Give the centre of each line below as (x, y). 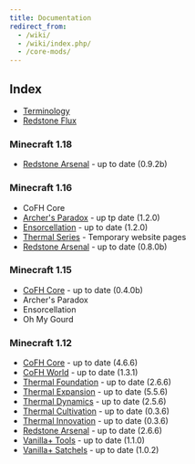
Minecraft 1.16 (41, 188)
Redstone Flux (50, 121)
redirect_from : (38, 26)
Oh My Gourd (48, 319)
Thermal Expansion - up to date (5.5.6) (95, 392)
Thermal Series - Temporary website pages (104, 237)
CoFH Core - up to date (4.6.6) (80, 363)
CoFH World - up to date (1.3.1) (80, 373)
